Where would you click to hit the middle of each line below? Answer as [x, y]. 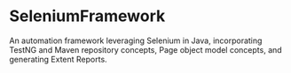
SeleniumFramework [87, 16]
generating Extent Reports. [59, 59]
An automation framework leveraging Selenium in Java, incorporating [136, 40]
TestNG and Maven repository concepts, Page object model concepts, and [145, 49]
